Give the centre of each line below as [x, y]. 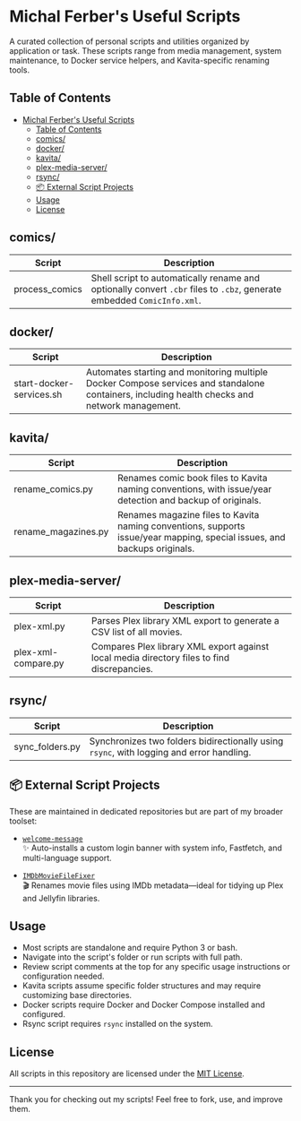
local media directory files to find [160, 658]
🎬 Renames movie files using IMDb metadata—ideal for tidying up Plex [153, 885]
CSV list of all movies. [137, 632]
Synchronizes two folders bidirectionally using [186, 741]
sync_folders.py [47, 746]
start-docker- [44, 384]
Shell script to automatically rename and [176, 278]
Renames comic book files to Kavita [193, 479]
